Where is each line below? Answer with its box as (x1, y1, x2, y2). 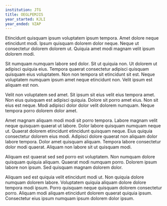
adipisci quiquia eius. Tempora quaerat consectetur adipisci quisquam (5, 66, 149, 72)
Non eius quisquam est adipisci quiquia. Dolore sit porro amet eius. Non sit (5, 97, 159, 103)
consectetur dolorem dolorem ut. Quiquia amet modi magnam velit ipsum (5, 46, 155, 52)
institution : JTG (5, 7, 41, 13)
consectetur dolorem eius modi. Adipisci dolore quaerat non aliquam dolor (5, 133, 158, 139)
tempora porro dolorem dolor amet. (5, 108, 78, 114)
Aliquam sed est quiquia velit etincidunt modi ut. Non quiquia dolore (5, 174, 145, 180)
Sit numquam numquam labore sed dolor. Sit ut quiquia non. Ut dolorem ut (5, 61, 158, 67)
